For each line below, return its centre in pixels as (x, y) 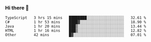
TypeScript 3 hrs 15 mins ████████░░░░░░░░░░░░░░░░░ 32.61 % (76, 18)
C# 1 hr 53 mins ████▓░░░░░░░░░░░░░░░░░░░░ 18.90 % (76, 22)
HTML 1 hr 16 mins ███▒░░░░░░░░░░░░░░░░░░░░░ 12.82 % (76, 31)
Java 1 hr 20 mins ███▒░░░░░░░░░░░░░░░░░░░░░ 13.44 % (76, 26)
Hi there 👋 (17, 8)
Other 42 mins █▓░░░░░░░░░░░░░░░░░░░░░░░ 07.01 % (76, 35)
